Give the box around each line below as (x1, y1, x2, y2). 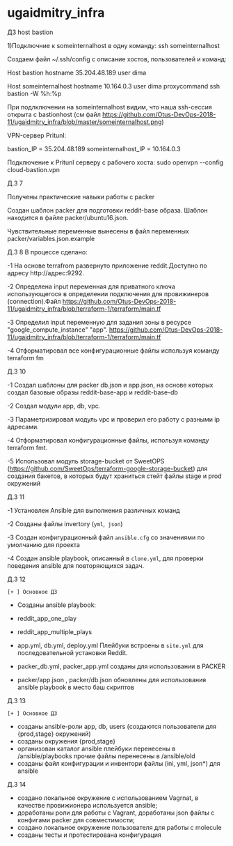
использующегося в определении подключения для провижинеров (7, 289, 209, 298)
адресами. (7, 422, 40, 431)
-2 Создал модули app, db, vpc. (7, 401, 101, 410)
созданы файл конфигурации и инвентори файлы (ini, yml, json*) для (17, 759, 220, 767)
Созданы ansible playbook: (17, 601, 96, 609)
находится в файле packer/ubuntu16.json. (7, 213, 129, 222)
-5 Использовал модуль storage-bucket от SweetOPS (7, 456, 165, 465)
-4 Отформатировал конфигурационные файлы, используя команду (7, 436, 209, 444)
